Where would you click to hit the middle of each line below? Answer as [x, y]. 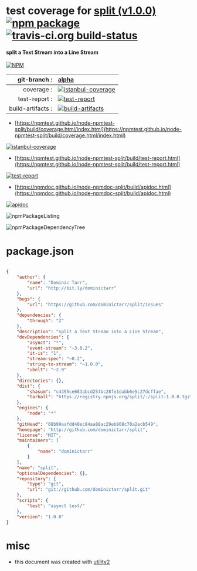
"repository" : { [37, 478]
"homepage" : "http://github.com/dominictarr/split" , [82, 430]
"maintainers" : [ [38, 440]
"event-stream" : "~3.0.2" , [60, 348]
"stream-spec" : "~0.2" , [56, 359]
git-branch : [35, 80]
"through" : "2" [46, 321]
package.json [40, 251]
